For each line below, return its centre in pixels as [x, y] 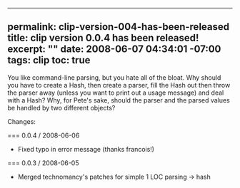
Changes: [21, 121]
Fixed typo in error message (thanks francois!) [86, 149]
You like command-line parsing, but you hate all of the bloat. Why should [114, 77]
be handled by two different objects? [61, 108]
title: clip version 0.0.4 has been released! [103, 38]
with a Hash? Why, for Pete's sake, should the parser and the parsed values [119, 100]
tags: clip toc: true [49, 60]
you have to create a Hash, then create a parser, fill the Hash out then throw [119, 85]
